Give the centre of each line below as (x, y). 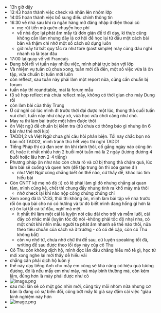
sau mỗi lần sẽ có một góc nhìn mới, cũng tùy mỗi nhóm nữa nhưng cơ (80, 286)
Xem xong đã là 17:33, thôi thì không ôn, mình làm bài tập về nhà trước (80, 198)
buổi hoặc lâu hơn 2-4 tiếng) (38, 157)
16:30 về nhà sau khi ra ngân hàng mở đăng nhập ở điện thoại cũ (75, 22)
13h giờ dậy (21, 7)
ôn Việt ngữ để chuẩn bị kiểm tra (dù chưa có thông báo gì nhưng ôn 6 (80, 126)
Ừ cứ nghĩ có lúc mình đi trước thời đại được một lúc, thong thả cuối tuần (82, 110)
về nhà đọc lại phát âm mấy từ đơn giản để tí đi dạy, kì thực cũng (82, 33)
